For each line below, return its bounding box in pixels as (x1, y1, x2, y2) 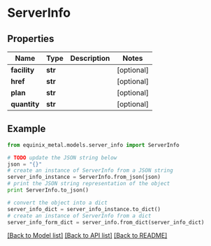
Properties (7, 33, 54, 45)
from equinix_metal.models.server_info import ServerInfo (7, 141, 180, 148)
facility (10, 65, 35, 75)
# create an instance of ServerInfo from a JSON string (7, 167, 173, 174)
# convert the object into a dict (7, 199, 108, 206)
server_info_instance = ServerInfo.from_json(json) (7, 173, 161, 181)
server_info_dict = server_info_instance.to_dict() (7, 205, 161, 212)
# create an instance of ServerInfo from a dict (7, 212, 152, 219)
